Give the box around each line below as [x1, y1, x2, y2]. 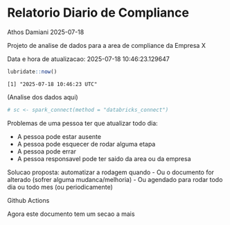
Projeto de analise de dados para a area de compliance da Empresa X [7, 41, 206, 49]
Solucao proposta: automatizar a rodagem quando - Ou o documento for [7, 168, 215, 176]
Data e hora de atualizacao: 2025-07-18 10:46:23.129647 [7, 54, 170, 63]
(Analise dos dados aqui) [7, 92, 78, 101]
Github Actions [7, 196, 50, 204]
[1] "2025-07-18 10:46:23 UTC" [7, 81, 98, 87]
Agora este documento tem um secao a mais [7, 210, 135, 218]
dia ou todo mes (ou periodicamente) [7, 183, 113, 191]
